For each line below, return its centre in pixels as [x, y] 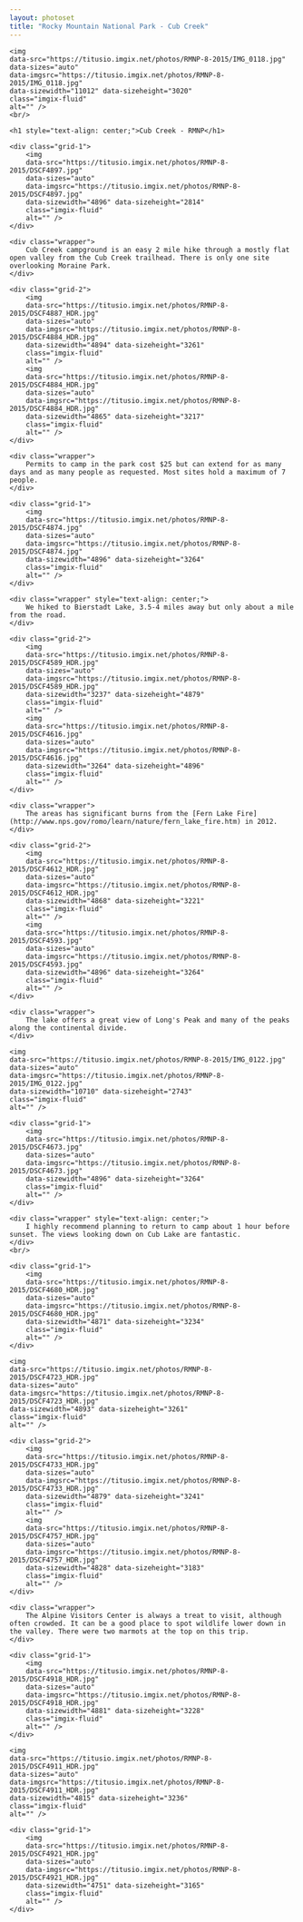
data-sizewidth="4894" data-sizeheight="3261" [115, 345]
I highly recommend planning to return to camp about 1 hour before [158, 1226]
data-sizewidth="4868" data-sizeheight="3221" [115, 901]
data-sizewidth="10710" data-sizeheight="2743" [101, 1091]
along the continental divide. [68, 1028]
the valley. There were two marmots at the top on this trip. [129, 1631]
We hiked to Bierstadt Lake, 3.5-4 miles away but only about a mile [160, 607]
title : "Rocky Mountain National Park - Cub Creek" [109, 26]
